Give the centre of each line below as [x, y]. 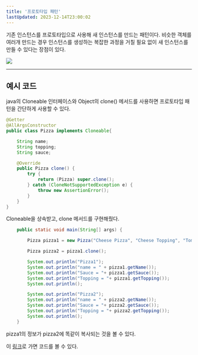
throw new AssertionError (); [73, 190]
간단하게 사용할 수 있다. [44, 109]
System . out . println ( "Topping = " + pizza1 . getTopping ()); [98, 278]
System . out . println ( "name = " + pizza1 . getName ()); [92, 267]
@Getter [16, 120]
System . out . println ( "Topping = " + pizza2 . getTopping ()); [98, 311]
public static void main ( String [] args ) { [70, 230]
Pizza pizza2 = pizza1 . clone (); [67, 251]
